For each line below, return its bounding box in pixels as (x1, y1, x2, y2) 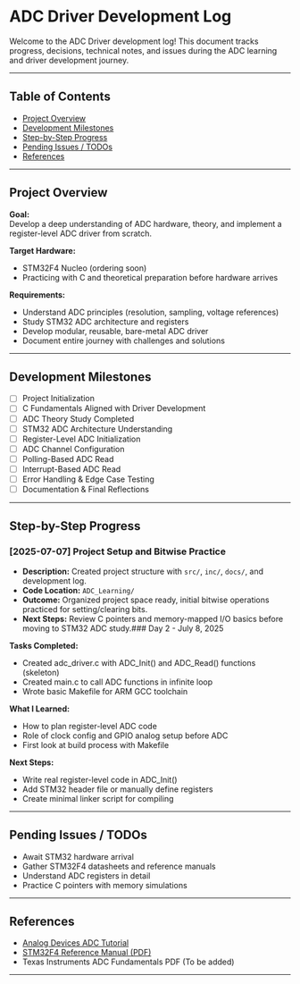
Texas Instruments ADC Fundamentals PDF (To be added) (21, 956, 235, 967)
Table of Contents (9, 89, 112, 105)
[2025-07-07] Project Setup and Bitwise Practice (9, 545, 226, 558)
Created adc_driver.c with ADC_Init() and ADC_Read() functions (21, 657, 256, 668)
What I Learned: (9, 703, 70, 714)
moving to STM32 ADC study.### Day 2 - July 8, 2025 (21, 623, 224, 634)
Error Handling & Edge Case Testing (21, 474, 154, 484)
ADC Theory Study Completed (21, 413, 135, 424)
